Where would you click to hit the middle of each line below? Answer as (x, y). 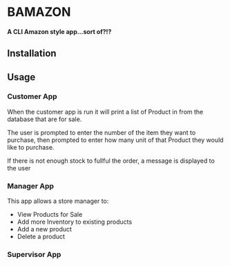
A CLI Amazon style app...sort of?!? (59, 31)
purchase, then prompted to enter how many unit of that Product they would (115, 140)
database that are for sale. (45, 119)
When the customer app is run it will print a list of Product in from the (105, 112)
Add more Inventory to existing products (75, 222)
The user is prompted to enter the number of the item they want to (102, 132)
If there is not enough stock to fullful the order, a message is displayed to (111, 161)
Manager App (30, 186)
